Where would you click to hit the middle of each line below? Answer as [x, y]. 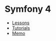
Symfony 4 [28, 9]
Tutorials [21, 28]
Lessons [20, 23]
